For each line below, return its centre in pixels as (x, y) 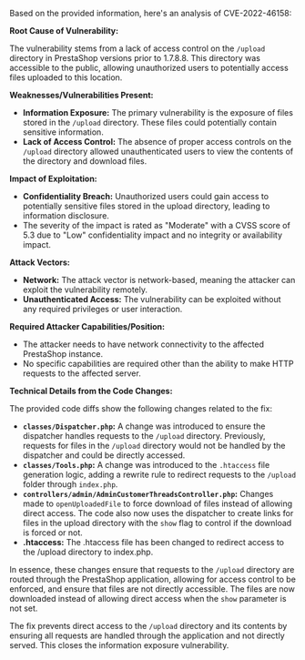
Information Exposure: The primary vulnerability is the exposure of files (158, 112)
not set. (24, 608)
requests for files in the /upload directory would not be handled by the (154, 446)
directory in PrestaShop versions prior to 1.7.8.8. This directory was (135, 58)
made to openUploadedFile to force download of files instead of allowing (158, 503)
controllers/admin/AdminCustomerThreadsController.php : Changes (148, 494)
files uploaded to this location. (66, 77)
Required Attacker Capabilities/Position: (87, 326)
